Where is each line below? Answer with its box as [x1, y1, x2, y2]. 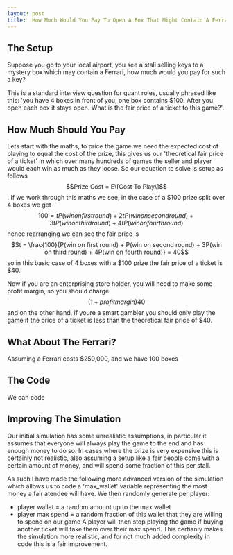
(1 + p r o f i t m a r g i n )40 [87, 298, 146, 306]
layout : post [7, 10, 45, 17]
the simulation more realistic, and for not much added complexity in [17, 532, 210, 540]
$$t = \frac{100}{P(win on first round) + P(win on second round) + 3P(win [11, 241, 222, 249]
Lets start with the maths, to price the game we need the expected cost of [7, 142, 219, 151]
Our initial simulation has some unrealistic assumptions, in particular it [7, 432, 207, 440]
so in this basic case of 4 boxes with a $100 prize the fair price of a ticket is [7, 259, 223, 267]
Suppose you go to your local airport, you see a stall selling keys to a [7, 60, 204, 69]
